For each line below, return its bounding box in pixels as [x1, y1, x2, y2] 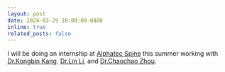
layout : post [7, 10, 46, 18]
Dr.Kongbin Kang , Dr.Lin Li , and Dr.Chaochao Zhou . [7, 57, 157, 66]
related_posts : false [7, 30, 72, 37]
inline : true [7, 23, 46, 30]
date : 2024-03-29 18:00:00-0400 [7, 17, 103, 24]
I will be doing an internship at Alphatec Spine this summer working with [7, 49, 219, 58]
